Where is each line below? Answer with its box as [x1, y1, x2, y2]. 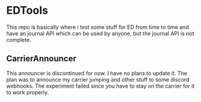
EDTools [6, 4, 48, 17]
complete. [6, 36, 31, 43]
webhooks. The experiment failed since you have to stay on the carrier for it [6, 82, 195, 89]
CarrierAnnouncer [6, 53, 77, 64]
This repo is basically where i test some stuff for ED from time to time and [6, 23, 189, 31]
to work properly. [6, 88, 49, 96]
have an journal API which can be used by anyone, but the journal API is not [6, 29, 194, 37]
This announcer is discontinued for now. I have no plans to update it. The [6, 70, 188, 77]
